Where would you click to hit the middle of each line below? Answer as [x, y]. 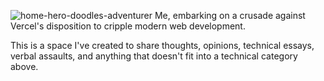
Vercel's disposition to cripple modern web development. [128, 26]
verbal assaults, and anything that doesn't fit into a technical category [154, 56]
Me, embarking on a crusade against [230, 15]
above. [24, 66]
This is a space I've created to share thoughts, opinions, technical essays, [162, 45]
